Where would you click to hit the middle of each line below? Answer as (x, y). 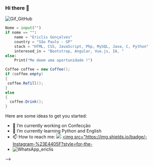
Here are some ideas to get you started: (46, 116)
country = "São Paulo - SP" (43, 42)
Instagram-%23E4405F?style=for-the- (52, 144)
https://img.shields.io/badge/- (116, 137)
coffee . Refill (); (25, 83)
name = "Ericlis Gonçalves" (43, 37)
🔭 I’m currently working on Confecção (51, 126)
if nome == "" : (21, 33)
